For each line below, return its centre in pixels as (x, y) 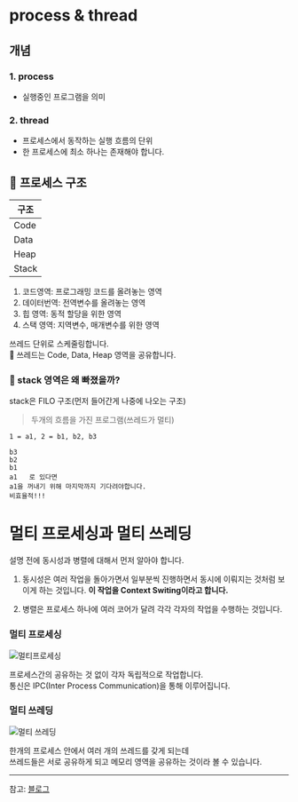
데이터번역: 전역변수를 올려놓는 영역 (84, 302)
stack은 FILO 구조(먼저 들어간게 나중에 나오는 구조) (98, 401)
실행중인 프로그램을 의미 (64, 96)
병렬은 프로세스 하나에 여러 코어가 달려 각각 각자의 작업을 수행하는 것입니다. (152, 609)
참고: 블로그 (30, 789)
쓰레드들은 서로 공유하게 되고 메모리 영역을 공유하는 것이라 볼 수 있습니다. (136, 761)
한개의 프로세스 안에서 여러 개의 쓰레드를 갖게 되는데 (99, 750)
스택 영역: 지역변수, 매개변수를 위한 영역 (90, 324)
